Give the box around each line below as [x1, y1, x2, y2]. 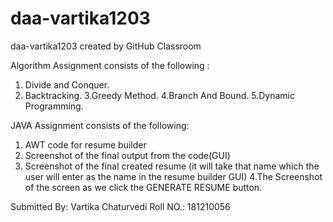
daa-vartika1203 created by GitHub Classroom [10, 40, 202, 52]
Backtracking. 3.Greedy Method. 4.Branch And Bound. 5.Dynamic [24, 89, 295, 101]
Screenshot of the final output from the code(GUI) [24, 149, 231, 161]
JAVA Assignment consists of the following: [10, 119, 190, 131]
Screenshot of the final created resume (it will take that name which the [24, 160, 320, 172]
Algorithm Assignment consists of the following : [10, 59, 210, 71]
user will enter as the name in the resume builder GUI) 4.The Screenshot [24, 170, 323, 182]
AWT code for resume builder [24, 138, 147, 151]
